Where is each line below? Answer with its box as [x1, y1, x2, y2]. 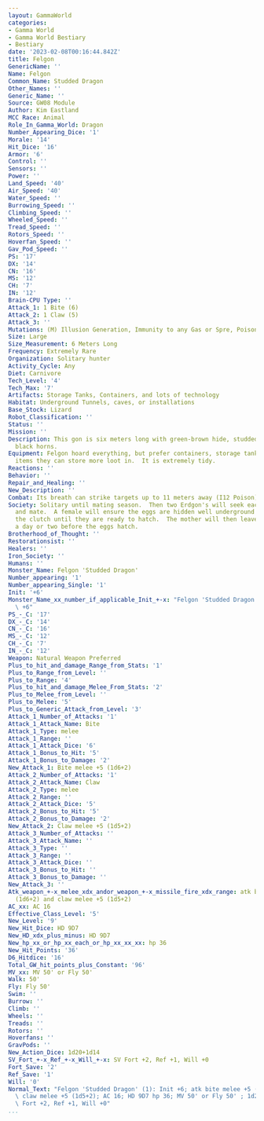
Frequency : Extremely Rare [8, 347, 97, 356]
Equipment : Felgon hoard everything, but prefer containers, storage [8, 449, 241, 458]
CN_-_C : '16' [8, 625, 51, 633]
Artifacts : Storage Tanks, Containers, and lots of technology [8, 391, 220, 399]
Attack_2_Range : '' [8, 793, 72, 801]
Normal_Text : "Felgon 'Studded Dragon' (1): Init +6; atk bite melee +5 [8, 1085, 251, 1093]
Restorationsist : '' [8, 537, 76, 545]
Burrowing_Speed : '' [8, 201, 76, 209]
